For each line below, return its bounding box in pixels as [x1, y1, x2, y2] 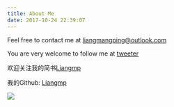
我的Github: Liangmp [7, 78, 68, 87]
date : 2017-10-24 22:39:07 [7, 17, 86, 24]
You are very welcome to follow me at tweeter [7, 49, 139, 58]
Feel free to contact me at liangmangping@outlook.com [7, 35, 167, 44]
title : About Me [7, 10, 54, 17]
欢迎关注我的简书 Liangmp [7, 63, 81, 72]
